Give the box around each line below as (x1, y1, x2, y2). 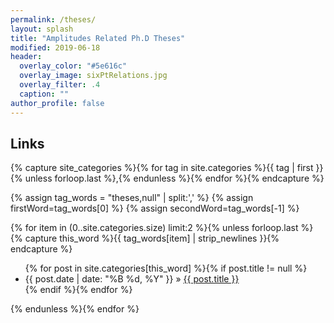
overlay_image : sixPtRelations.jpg (19, 71, 168, 81)
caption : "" (19, 89, 70, 99)
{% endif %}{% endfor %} (24, 284, 133, 296)
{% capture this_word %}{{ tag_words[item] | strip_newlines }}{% (10, 232, 280, 245)
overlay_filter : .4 (19, 80, 101, 90)
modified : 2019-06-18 (10, 42, 101, 53)
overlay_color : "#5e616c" (19, 61, 128, 71)
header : (10, 52, 43, 62)
